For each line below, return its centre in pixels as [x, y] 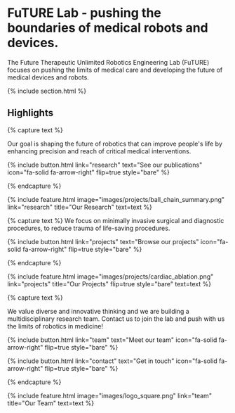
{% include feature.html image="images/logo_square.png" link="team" [110, 395]
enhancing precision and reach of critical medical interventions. [99, 151]
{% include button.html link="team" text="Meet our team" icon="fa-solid [112, 340]
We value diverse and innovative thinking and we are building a [98, 311]
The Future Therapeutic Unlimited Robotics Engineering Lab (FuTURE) [108, 62]
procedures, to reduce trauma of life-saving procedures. [89, 228]
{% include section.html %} [47, 91]
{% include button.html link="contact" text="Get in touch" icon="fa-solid [112, 361]
